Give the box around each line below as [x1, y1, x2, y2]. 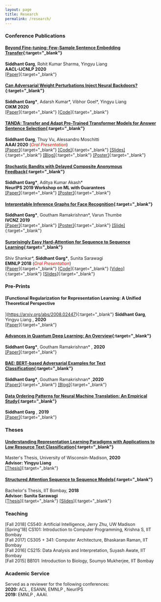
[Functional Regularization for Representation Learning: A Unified [5, 295, 141, 301]
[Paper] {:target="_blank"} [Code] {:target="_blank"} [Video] [5, 266, 125, 272]
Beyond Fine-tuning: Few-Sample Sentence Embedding [5, 45, 121, 51]
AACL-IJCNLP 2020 [5, 66, 46, 72]
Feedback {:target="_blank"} [5, 168, 65, 174]
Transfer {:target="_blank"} [5, 50, 63, 55]
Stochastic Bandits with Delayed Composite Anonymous [5, 163, 122, 169]
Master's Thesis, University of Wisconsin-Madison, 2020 [5, 455, 121, 461]
